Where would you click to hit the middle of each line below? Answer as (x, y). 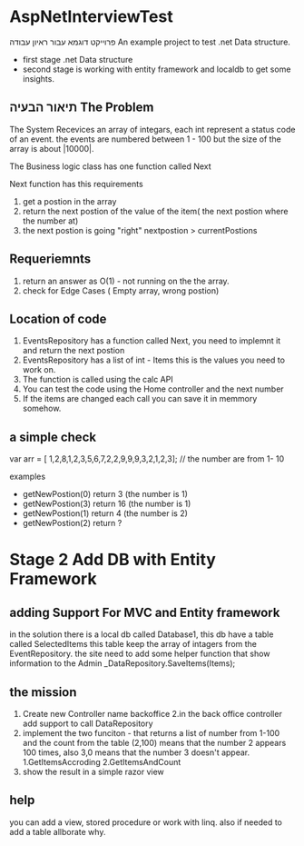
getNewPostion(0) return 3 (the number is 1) (105, 494)
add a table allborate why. (58, 831)
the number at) (50, 221)
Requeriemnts (50, 259)
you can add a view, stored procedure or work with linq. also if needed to (146, 822)
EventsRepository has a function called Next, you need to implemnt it (152, 341)
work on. (39, 370)
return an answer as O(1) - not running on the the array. (126, 281)
